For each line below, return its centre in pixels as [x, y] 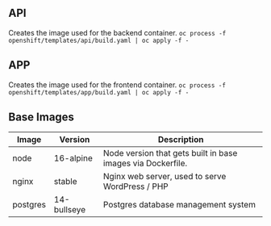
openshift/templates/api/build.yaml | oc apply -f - [99, 40]
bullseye [70, 210]
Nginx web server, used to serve [165, 177]
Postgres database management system [180, 205]
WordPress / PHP [136, 186]
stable [66, 182]
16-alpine [73, 158]
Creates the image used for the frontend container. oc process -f [117, 85]
